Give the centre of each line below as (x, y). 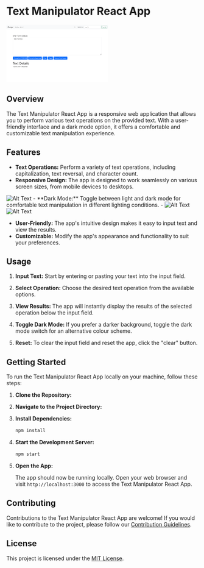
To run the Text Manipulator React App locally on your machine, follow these (102, 377)
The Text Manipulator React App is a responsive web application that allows (101, 113)
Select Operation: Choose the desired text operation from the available (104, 288)
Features (23, 153)
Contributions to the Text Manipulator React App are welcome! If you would (101, 518)
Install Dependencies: (43, 419)
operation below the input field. (55, 313)
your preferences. (38, 243)
